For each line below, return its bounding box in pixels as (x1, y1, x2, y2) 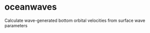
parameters (4, 22, 28, 28)
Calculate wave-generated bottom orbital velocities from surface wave (4, 17, 146, 23)
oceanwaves (4, 1, 57, 13)
